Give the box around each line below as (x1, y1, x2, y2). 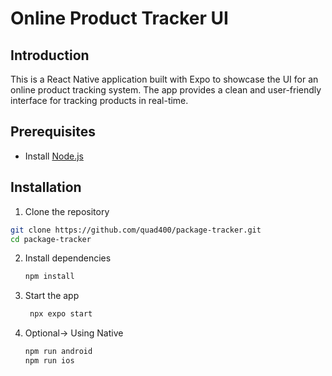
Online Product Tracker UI (10, 7, 229, 30)
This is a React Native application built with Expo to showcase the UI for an (10, 73, 319, 85)
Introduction (10, 47, 90, 64)
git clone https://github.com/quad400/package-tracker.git (10, 225, 262, 235)
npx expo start (29, 309, 93, 319)
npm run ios (24, 356, 75, 366)
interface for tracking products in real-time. (10, 95, 189, 106)
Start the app (24, 290, 80, 302)
